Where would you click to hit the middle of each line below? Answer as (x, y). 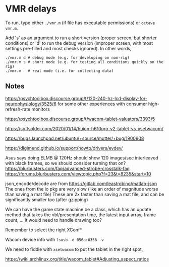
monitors (41, 109)
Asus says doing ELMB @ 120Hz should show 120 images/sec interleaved (82, 158)
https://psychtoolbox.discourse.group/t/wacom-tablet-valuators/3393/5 (80, 119)
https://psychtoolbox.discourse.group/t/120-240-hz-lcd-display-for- (76, 98)
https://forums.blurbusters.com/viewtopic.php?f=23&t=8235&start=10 (78, 173)
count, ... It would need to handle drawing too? (53, 220)
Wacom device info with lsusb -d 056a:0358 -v (55, 239)
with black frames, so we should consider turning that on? (66, 163)
